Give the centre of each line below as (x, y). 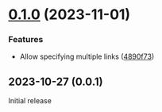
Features (26, 40)
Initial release (30, 101)
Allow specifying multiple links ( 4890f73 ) (87, 56)
